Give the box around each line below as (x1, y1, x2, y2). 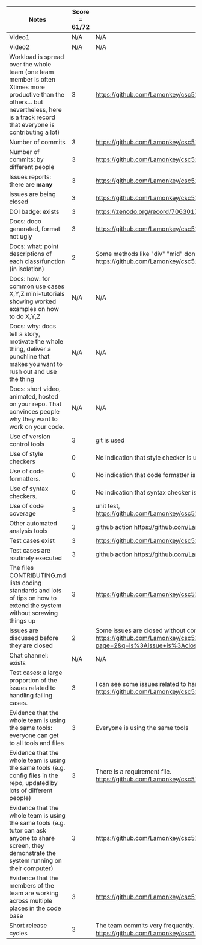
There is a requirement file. (95, 767, 171, 775)
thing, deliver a (9, 345, 51, 353)
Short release (9, 921, 47, 929)
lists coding (9, 579, 42, 587)
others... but (9, 98, 43, 106)
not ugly (9, 232, 32, 240)
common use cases (9, 282, 65, 290)
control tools (9, 440, 45, 448)
